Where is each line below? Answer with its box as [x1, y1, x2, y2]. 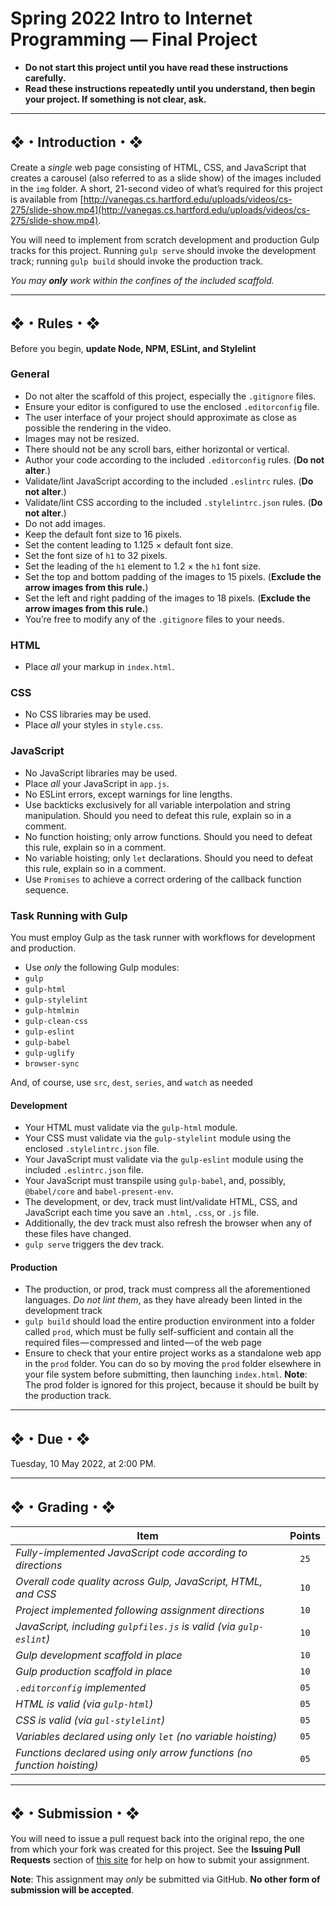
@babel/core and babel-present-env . [24, 1185, 174, 1197]
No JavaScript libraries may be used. [24, 767, 178, 779]
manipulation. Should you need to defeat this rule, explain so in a [24, 809, 292, 821]
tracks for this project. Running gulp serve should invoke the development [10, 244, 317, 256]
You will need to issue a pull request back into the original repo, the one [10, 1832, 305, 1844]
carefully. [24, 72, 67, 84]
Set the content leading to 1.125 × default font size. [24, 538, 234, 551]
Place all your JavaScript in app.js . [24, 777, 170, 789]
